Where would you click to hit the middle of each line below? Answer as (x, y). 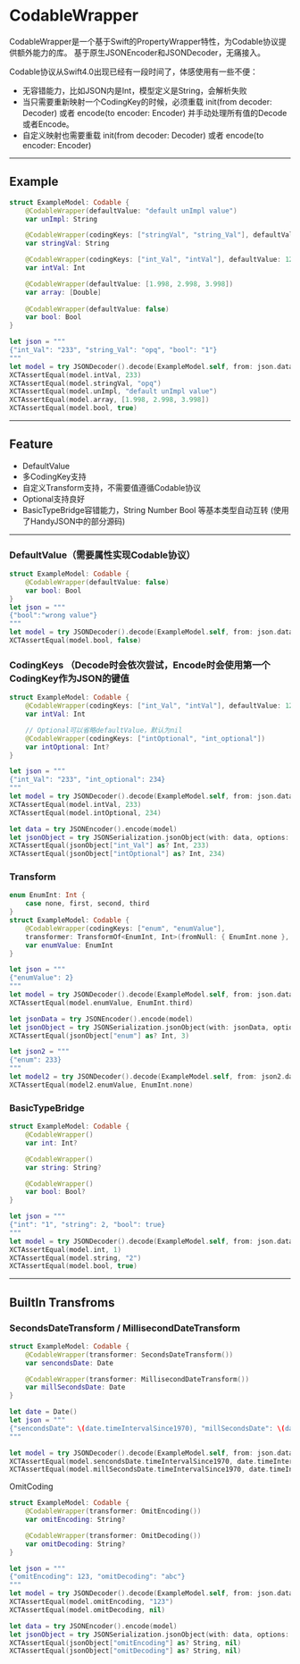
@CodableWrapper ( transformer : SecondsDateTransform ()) (129, 1355)
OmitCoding (31, 1487)
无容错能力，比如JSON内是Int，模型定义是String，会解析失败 (134, 90)
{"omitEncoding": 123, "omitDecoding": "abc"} (97, 1577)
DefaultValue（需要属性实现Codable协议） (103, 555)
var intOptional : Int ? (67, 747)
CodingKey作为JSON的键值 (69, 678)
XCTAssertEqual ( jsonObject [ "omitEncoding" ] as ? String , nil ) (125, 1643)
